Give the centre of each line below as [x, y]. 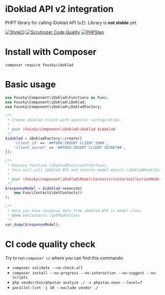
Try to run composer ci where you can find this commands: [65, 258]
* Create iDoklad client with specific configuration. [64, 120]
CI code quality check [50, 244]
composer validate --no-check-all [47, 268]
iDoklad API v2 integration [59, 9]
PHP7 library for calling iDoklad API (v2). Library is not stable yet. [71, 23]
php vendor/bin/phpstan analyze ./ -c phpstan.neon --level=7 [77, 282]
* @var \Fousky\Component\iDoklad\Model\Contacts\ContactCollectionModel [84, 179]
